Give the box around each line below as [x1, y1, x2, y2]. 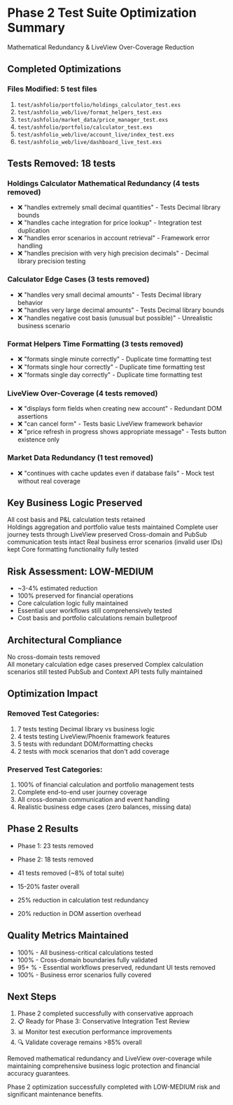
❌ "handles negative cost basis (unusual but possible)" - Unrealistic [17, 314, 213, 322]
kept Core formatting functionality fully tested [7, 545, 139, 554]
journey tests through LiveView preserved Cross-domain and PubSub [7, 530, 208, 539]
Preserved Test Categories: [7, 764, 103, 774]
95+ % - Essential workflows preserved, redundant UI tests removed [17, 963, 216, 971]
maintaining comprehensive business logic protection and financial [7, 1062, 200, 1070]
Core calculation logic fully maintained [17, 599, 128, 607]
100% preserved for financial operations [17, 591, 134, 600]
